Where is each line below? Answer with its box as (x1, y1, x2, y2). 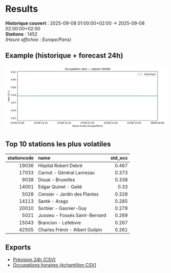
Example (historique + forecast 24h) (5, 51, 123, 60)
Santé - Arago (38, 198, 69, 204)
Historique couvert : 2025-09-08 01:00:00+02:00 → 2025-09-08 (5, 20, 145, 26)
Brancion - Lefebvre (38, 219, 81, 226)
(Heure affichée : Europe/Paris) (5, 36, 72, 43)
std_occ (110, 155, 128, 161)
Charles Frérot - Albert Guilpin (38, 226, 102, 232)
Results (5, 3, 38, 15)
